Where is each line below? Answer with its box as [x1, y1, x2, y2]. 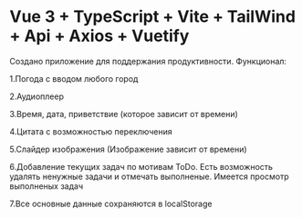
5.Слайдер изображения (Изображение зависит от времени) [9, 144, 248, 154]
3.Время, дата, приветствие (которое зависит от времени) [9, 108, 239, 119]
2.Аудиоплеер [9, 91, 64, 102]
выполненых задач [9, 180, 84, 192]
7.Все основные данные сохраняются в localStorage [9, 198, 213, 209]
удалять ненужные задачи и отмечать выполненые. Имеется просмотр [9, 171, 289, 182]
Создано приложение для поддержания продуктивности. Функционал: [9, 55, 287, 66]
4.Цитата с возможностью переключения [9, 125, 172, 137]
